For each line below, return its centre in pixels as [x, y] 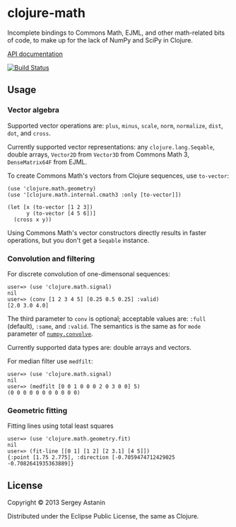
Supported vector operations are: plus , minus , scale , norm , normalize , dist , [116, 125]
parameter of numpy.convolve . [50, 334]
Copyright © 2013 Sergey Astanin [57, 503]
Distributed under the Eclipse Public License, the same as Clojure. [103, 516]
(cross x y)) [33, 220]
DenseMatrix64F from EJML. [47, 161]
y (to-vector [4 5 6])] [61, 213]
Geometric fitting [37, 410]
